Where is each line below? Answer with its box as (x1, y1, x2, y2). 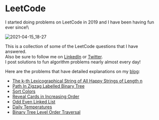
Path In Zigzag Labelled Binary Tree (12, 83, 85, 89)
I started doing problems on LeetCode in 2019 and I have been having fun (5, 19, 154, 25)
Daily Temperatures (12, 104, 53, 110)
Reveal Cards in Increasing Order (12, 94, 80, 99)
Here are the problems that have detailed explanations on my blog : (5, 68, 140, 74)
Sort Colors (12, 88, 36, 94)
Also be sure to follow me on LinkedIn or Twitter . (5, 53, 103, 59)
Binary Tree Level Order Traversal (12, 109, 81, 115)
